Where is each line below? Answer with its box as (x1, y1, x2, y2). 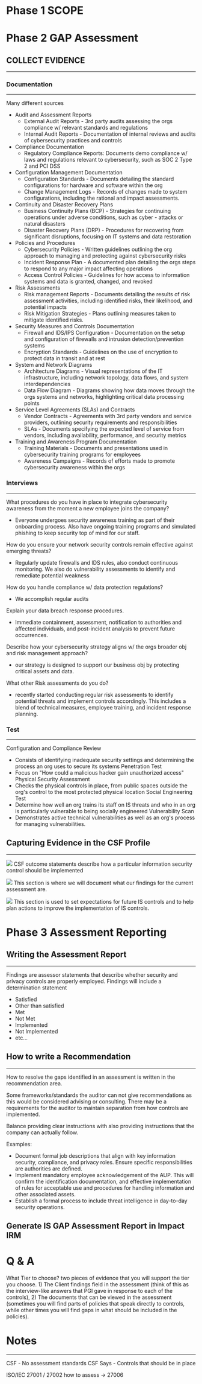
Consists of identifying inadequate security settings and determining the (14, 757, 194, 764)
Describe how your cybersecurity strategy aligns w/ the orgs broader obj (6, 643, 187, 650)
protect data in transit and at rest (23, 355, 105, 362)
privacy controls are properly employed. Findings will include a (6, 977, 162, 985)
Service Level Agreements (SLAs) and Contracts (14, 406, 135, 413)
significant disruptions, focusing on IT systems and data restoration (23, 233, 191, 240)
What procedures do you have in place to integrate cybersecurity (6, 498, 168, 506)
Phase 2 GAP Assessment (6, 31, 138, 45)
